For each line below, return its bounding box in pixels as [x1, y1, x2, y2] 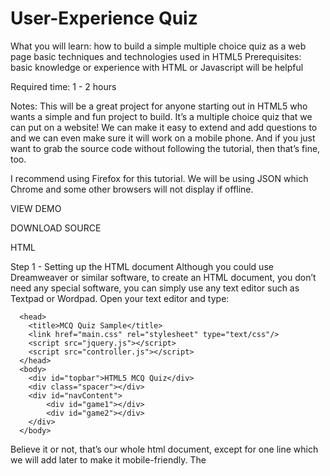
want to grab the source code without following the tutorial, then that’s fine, [10, 142, 321, 154]
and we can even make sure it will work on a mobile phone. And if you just [10, 132, 316, 144]
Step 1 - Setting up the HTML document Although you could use [10, 260, 274, 272]
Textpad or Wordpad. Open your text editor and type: [10, 292, 230, 304]
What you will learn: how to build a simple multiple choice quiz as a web [10, 40, 307, 52]
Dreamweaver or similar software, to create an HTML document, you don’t [10, 271, 317, 283]
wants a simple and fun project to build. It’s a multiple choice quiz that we [10, 110, 313, 122]
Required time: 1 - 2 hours [10, 80, 117, 92]
